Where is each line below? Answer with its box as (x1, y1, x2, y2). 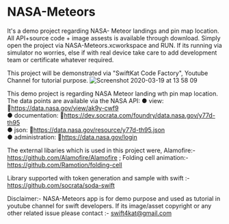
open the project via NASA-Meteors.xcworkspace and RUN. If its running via (7, 41, 222, 49)
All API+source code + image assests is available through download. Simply (7, 33, 221, 42)
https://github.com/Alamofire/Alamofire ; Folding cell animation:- (7, 153, 189, 161)
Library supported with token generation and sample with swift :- (7, 173, 190, 182)
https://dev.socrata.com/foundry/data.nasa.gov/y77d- (64, 111, 215, 120)
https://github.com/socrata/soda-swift (7, 181, 115, 189)
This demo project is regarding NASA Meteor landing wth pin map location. (7, 89, 219, 98)
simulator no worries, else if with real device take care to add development (7, 48, 217, 57)
